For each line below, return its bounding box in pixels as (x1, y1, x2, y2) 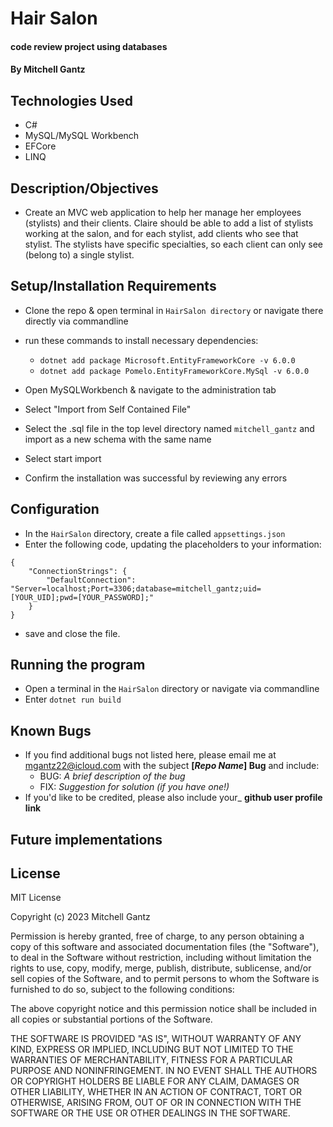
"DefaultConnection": (46, 575, 137, 585)
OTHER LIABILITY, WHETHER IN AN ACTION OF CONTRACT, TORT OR (10, 1086, 302, 1098)
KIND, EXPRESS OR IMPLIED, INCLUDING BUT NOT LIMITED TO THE (10, 1043, 294, 1056)
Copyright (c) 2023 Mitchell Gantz (10, 911, 151, 923)
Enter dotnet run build (24, 693, 122, 706)
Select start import (24, 452, 102, 464)
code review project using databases (10, 40, 168, 52)
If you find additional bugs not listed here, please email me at (24, 749, 277, 761)
